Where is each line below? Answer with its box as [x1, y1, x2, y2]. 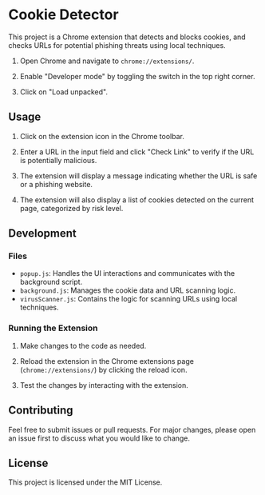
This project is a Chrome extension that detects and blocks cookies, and [8, 32, 246, 42]
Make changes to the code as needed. [19, 341, 147, 350]
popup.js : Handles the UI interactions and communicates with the [19, 269, 235, 278]
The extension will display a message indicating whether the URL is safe [19, 170, 258, 181]
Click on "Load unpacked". [19, 86, 108, 97]
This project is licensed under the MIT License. [8, 477, 163, 487]
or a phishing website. [19, 179, 93, 189]
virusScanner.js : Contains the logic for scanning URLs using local [19, 294, 238, 304]
